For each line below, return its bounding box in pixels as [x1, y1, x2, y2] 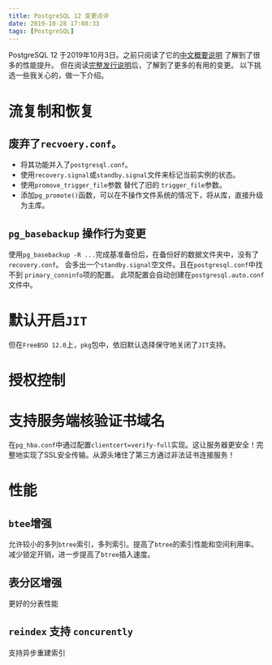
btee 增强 [8, 516, 52, 530]
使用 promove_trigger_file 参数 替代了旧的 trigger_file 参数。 [19, 180, 227, 190]
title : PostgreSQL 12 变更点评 [8, 11, 110, 20]
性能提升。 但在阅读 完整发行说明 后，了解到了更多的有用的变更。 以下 [22, 60, 254, 70]
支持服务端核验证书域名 [8, 412, 166, 430]
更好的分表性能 [8, 598, 58, 609]
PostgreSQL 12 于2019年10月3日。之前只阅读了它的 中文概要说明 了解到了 [8, 50, 253, 60]
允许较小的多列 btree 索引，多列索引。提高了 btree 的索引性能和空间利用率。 [8, 539, 258, 549]
